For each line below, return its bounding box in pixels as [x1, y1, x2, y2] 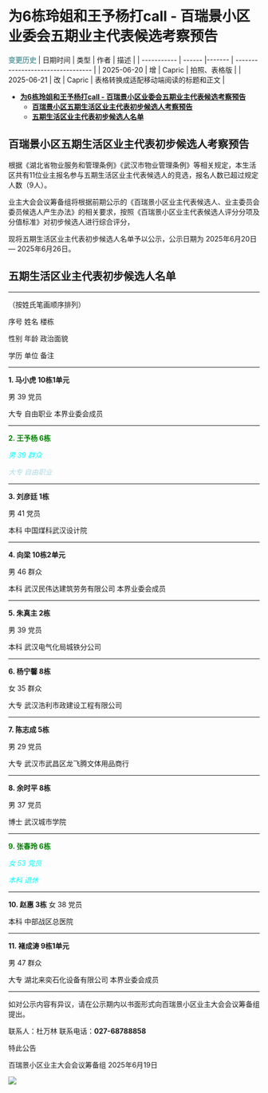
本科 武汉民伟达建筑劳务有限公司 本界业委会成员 [8, 584, 166, 593]
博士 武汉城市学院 [8, 816, 66, 826]
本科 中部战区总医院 [8, 916, 73, 926]
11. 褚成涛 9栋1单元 [8, 941, 70, 950]
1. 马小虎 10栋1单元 [8, 375, 70, 384]
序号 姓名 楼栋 [8, 316, 54, 326]
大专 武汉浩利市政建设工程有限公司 [8, 700, 122, 710]
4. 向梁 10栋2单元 [8, 549, 66, 559]
